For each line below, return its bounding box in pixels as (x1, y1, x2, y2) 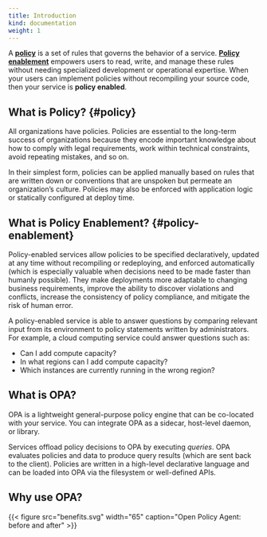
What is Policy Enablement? (8, 216, 150, 230)
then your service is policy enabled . (8, 82, 128, 92)
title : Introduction (8, 11, 77, 20)
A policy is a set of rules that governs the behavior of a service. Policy (8, 49, 241, 58)
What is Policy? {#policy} (8, 105, 137, 119)
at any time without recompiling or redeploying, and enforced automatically (8, 259, 255, 267)
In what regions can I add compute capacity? (19, 357, 168, 366)
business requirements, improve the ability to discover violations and (8, 284, 234, 293)
